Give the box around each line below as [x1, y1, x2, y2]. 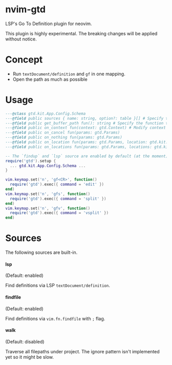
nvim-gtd [5, 4, 46, 15]
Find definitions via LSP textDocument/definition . [5, 283, 110, 289]
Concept [5, 54, 43, 66]
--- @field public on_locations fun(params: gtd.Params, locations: [5, 144, 153, 149]
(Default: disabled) [5, 338, 45, 345]
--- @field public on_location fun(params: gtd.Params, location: [5, 140, 147, 145]
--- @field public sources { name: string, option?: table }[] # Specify [5, 116, 164, 121]
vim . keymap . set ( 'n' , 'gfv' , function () [5, 206, 91, 211]
